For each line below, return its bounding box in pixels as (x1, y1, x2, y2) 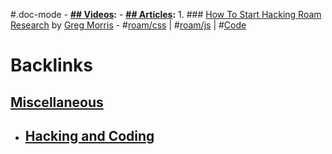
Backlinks (10, 54, 94, 77)
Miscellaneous (10, 94, 104, 111)
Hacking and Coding (24, 127, 155, 144)
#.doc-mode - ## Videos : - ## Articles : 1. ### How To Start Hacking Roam (10, 9, 322, 20)
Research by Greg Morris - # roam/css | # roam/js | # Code (10, 19, 247, 31)
